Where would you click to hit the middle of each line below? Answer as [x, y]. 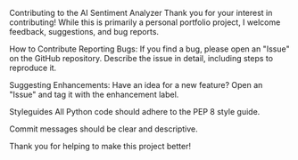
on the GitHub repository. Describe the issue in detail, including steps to [141, 58]
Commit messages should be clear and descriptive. [103, 129]
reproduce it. [33, 68]
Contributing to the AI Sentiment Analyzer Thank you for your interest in [141, 13]
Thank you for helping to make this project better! [100, 146]
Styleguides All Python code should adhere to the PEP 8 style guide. [135, 112]
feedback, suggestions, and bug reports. [84, 32]
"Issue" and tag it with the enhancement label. [94, 94]
